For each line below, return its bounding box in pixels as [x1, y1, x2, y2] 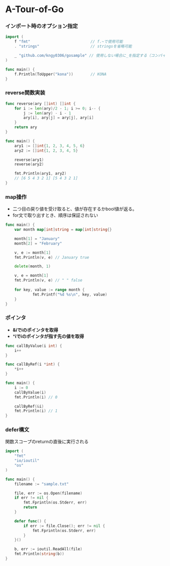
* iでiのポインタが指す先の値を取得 [12, 333, 84, 339]
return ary [14, 125, 37, 130]
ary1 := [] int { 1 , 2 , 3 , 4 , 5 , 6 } [14, 143, 85, 148]
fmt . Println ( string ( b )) [14, 551, 65, 556]
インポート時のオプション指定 [5, 23, 78, 30]
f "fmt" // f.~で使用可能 [14, 39, 123, 44]
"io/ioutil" [14, 458, 39, 464]
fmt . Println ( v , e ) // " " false [14, 278, 82, 283]
